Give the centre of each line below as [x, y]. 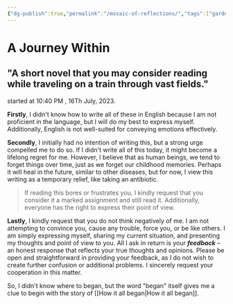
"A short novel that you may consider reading [107, 73]
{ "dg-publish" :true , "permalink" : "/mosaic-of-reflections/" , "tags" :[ [108, 14]
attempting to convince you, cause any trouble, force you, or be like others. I [116, 228]
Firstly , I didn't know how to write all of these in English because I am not [112, 114]
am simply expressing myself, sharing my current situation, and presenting [114, 235]
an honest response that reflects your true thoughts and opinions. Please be [116, 250]
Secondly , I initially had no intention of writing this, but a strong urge [105, 142]
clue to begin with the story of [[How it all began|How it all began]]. [103, 293]
